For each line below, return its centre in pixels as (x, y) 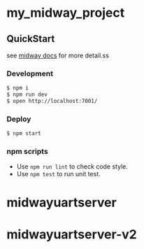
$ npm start (24, 134)
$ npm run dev (27, 95)
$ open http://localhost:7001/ (52, 101)
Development (30, 73)
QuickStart (31, 39)
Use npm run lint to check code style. (72, 166)
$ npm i (18, 88)
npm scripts (27, 152)
